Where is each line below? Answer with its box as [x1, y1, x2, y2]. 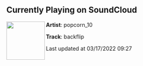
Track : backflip [45, 33, 85, 40]
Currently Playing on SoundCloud [6, 5, 137, 15]
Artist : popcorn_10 [45, 21, 93, 28]
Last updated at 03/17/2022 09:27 [45, 45, 133, 52]
